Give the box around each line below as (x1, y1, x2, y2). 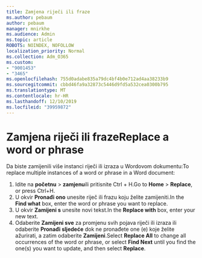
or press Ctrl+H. (14, 187, 55, 195)
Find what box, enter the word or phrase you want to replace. (14, 200, 168, 207)
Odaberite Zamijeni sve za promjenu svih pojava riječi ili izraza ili (14, 219, 177, 227)
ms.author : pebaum (6, 14, 52, 20)
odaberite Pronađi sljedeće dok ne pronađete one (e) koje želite (14, 225, 175, 233)
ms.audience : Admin (6, 31, 55, 37)
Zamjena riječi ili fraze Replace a (6, 130, 169, 143)
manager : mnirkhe (6, 25, 50, 32)
